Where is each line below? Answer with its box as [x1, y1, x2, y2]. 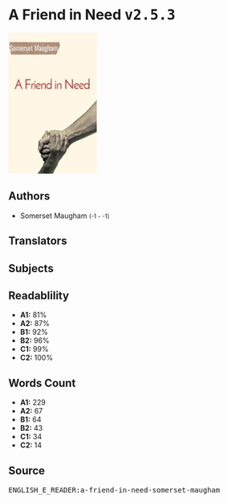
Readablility [8, 288, 70, 303]
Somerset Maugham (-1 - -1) [19, 211, 110, 221]
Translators [8, 234, 67, 248]
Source [8, 464, 46, 477]
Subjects [8, 262, 54, 275]
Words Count [8, 376, 76, 390]
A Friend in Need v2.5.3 [8, 6, 176, 24]
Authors [8, 189, 51, 203]
